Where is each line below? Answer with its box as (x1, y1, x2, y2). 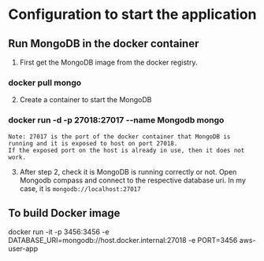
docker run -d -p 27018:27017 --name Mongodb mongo (8, 115, 225, 126)
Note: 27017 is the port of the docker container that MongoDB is (8, 132, 231, 141)
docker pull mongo (8, 77, 82, 88)
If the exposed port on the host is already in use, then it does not (8, 146, 245, 154)
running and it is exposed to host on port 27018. (8, 139, 178, 147)
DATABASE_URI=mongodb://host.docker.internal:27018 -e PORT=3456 (8, 236, 238, 245)
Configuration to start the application (8, 6, 257, 24)
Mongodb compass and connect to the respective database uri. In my (19, 175, 247, 185)
